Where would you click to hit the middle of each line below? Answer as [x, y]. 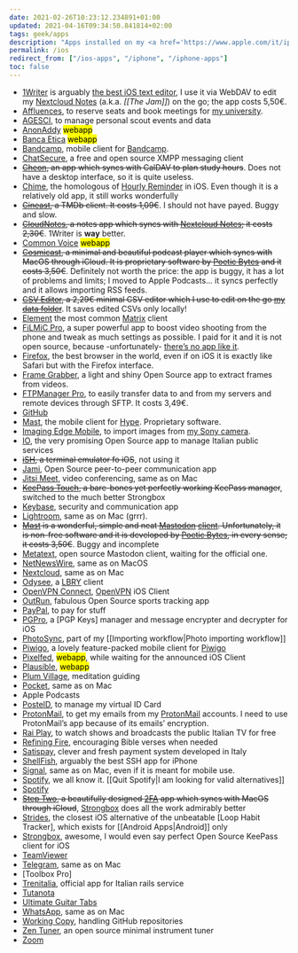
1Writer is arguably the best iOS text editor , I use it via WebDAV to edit [149, 92]
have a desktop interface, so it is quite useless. [108, 176]
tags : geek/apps [39, 34]
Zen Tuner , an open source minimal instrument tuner [118, 930]
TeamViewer [45, 855]
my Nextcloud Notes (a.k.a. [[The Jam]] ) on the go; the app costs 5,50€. [154, 101]
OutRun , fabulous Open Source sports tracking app [116, 600]
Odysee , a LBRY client [63, 582]
